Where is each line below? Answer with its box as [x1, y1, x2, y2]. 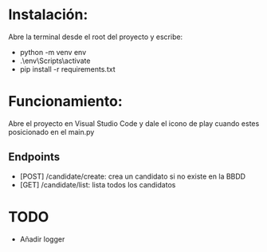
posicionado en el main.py [8, 127, 95, 136]
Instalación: [8, 6, 88, 24]
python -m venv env [19, 47, 86, 57]
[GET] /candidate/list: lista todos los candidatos [19, 179, 176, 189]
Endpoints [8, 150, 61, 164]
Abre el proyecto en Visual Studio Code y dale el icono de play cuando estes [8, 118, 260, 128]
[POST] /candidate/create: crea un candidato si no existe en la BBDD [19, 171, 245, 181]
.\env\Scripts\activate [19, 56, 91, 65]
